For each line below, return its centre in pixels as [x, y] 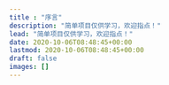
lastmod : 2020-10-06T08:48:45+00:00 [77, 50]
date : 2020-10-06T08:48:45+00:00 [71, 42]
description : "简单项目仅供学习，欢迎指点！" [85, 26]
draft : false [33, 58]
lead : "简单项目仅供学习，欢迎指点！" [71, 34]
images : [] [29, 67]
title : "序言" [36, 17]
